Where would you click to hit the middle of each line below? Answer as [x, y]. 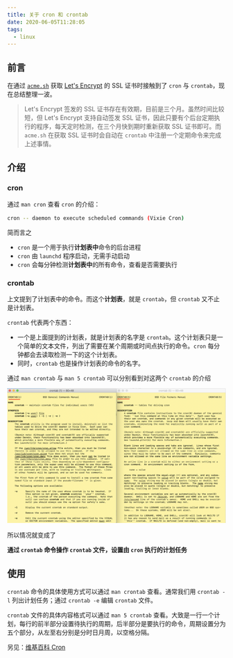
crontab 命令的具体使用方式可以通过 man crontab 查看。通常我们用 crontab [113, 592]
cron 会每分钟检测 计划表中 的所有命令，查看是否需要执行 [97, 264]
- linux [25, 37]
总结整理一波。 [34, 95]
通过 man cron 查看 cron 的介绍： [54, 204]
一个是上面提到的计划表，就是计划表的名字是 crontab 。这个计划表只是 [117, 337]
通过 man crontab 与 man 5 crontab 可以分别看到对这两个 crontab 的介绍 [109, 378]
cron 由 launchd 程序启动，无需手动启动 [74, 256]
